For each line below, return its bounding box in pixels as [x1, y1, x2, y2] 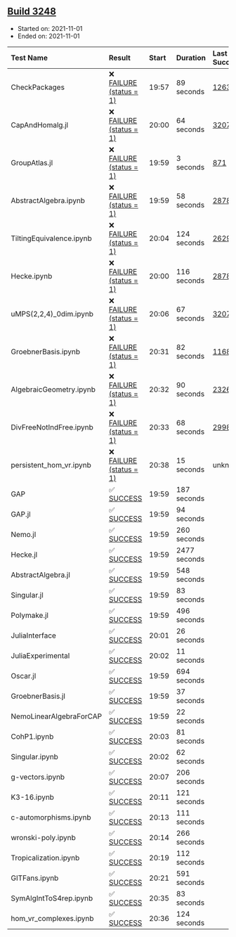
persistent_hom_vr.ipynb [11, 460, 91, 470]
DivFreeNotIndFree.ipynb [11, 422, 93, 432]
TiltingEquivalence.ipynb [11, 233, 93, 243]
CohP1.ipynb [11, 731, 54, 741]
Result [108, 53, 131, 63]
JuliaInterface [11, 631, 56, 640]
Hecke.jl [11, 550, 38, 560]
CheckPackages [11, 82, 65, 92]
